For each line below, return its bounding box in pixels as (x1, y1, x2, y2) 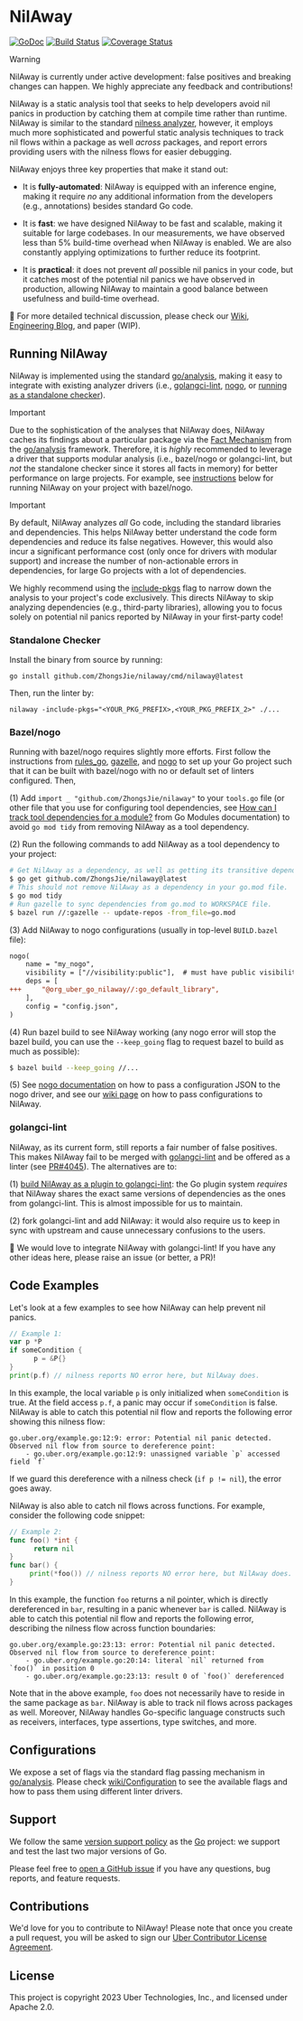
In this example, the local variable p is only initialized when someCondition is (9, 1387, 289, 1398)
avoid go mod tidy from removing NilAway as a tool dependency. (9, 822, 250, 833)
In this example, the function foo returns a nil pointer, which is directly (9, 1594, 269, 1605)
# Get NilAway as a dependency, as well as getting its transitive (9, 866, 269, 875)
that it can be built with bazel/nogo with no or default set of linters (9, 766, 254, 777)
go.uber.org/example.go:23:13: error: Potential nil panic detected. (9, 1640, 277, 1649)
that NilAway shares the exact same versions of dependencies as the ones (9, 1187, 286, 1198)
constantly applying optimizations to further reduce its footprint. (22, 247, 261, 257)
